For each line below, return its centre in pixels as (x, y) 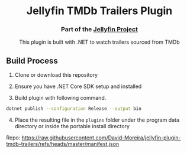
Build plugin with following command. (60, 98)
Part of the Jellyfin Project (99, 30)
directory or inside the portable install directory (72, 126)
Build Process (32, 61)
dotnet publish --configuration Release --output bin (74, 109)
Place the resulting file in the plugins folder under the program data (97, 120)
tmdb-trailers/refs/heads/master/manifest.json (63, 144)
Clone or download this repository (56, 75)
